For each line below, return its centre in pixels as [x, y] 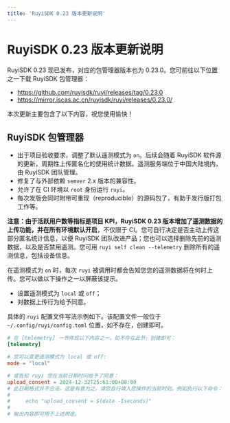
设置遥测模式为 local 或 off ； [59, 293]
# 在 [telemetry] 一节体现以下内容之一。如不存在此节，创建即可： [92, 338]
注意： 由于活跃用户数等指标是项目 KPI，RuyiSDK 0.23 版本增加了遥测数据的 [115, 221]
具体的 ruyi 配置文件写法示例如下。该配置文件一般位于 [84, 317]
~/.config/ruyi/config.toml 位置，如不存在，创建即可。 [87, 325]
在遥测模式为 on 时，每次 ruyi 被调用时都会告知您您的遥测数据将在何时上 [110, 270]
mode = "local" [29, 363]
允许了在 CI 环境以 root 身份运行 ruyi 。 [73, 190]
